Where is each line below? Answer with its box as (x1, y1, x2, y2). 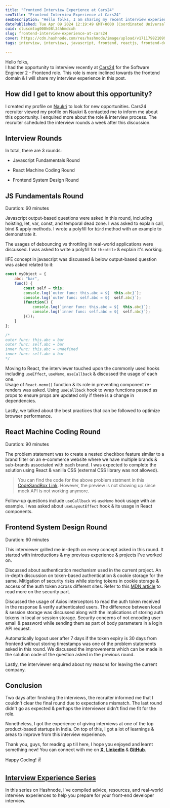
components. (5, 508, 33, 514)
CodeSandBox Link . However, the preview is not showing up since (17, 482, 156, 488)
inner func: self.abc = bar (5, 351, 65, 357)
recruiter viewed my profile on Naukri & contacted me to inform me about (5, 109, 158, 115)
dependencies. (5, 397, 36, 403)
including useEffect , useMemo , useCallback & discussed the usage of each (5, 371, 158, 377)
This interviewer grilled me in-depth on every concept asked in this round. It (5, 546, 163, 552)
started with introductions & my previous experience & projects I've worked (5, 552, 162, 558)
